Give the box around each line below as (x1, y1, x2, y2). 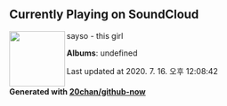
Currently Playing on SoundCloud (9, 7, 199, 22)
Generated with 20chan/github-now (9, 87, 147, 97)
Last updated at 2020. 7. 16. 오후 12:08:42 (66, 65, 218, 76)
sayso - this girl (66, 30, 124, 41)
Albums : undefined (66, 48, 138, 58)
